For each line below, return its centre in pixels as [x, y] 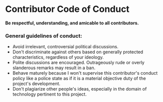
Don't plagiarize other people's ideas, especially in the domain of [79, 89]
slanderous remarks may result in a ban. [54, 68]
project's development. [36, 84]
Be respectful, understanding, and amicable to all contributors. [72, 23]
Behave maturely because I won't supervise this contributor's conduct [85, 73]
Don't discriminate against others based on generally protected [78, 52]
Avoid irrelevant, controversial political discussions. [65, 47]
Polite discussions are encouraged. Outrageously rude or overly [78, 63]
